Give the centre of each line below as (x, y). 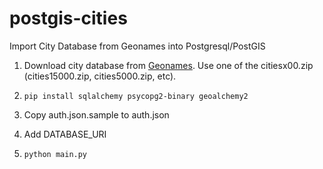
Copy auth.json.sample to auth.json (96, 114)
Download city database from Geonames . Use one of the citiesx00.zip (168, 65)
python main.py (55, 154)
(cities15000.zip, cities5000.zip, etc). (100, 76)
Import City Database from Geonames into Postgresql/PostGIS (137, 46)
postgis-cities (68, 18)
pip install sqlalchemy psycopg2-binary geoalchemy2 (136, 96)
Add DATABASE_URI (65, 134)
